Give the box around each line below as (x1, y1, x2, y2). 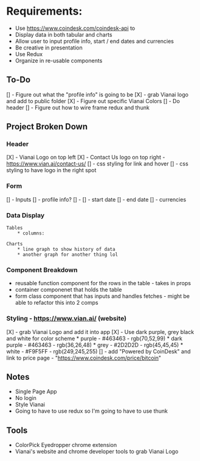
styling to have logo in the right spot (6, 167, 97, 174)
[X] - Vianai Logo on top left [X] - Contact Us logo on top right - (6, 154, 165, 161)
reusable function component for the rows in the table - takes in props (15, 280, 191, 287)
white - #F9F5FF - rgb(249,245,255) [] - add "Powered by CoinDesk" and (6, 347, 191, 355)
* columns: (17, 230, 45, 236)
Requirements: (6, 4, 83, 18)
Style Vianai (15, 401, 46, 408)
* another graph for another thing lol (17, 252, 119, 258)
